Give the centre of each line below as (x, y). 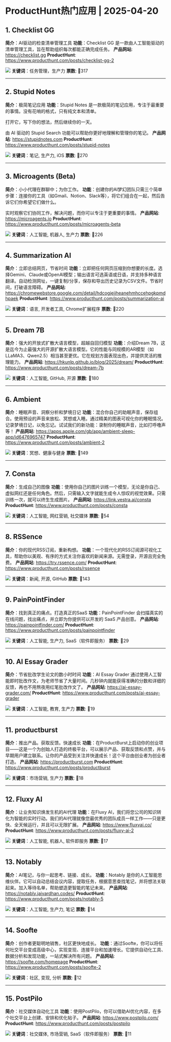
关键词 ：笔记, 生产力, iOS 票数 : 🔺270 (50, 155)
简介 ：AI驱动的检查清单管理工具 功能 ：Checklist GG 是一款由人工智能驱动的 (85, 43)
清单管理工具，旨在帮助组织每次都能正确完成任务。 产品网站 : (69, 49)
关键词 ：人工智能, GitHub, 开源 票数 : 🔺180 (55, 378)
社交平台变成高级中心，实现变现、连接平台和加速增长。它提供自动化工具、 (88, 949)
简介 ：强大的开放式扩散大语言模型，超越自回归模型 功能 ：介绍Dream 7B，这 (85, 343)
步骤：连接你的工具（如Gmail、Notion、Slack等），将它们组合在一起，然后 (83, 196)
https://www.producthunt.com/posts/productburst (58, 768)
